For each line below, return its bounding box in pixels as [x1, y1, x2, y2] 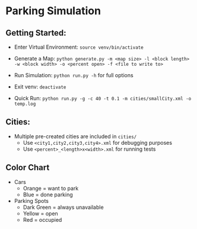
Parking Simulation [5, 4, 101, 18]
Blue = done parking [23, 191, 74, 198]
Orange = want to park [23, 185, 79, 192]
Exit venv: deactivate [14, 83, 66, 90]
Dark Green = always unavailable [23, 203, 104, 211]
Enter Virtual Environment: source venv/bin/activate [14, 43, 144, 50]
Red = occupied [23, 216, 62, 223]
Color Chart [5, 163, 50, 173]
